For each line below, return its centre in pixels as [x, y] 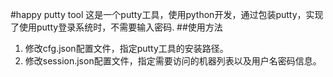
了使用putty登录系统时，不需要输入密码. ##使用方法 [116, 27]
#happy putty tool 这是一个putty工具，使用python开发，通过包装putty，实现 [167, 14]
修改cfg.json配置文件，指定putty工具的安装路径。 [126, 48]
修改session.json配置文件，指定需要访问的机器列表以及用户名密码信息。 [173, 61]
